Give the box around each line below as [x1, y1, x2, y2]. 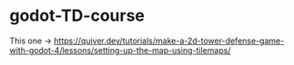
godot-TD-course [9, 5, 146, 26]
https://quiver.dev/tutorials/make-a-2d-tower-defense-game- [54, 35, 285, 46]
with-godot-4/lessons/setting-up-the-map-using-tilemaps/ [9, 44, 231, 55]
